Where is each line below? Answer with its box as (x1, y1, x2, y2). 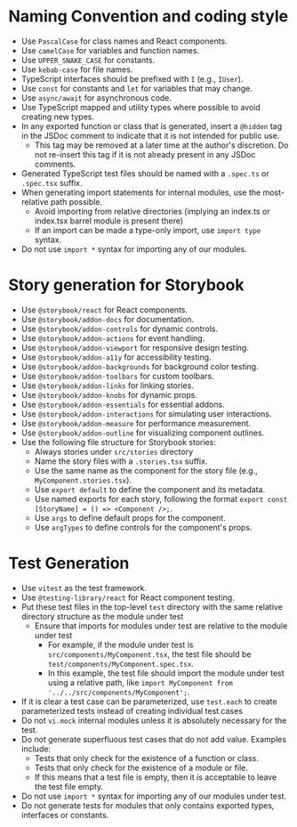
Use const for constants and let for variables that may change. (20, 83, 253, 93)
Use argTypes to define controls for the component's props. (34, 522, 253, 532)
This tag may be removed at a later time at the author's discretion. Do (34, 140, 289, 150)
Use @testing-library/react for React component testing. (20, 592, 235, 603)
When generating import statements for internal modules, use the (20, 187, 261, 198)
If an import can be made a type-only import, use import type (34, 224, 261, 235)
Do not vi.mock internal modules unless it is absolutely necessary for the (20, 715, 287, 726)
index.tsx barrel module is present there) (34, 215, 184, 226)
